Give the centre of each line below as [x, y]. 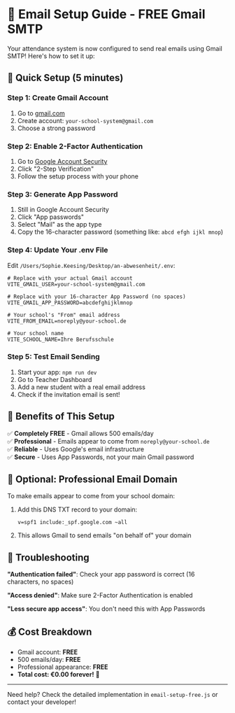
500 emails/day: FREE [49, 660]
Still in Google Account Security [63, 210]
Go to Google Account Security [62, 161]
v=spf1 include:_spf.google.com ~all [72, 523]
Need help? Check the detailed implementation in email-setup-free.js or [113, 695]
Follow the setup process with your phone [78, 176]
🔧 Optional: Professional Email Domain [92, 480]
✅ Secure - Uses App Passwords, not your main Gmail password [101, 457]
